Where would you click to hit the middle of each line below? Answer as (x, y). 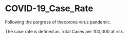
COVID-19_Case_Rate (49, 9)
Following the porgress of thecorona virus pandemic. (58, 22)
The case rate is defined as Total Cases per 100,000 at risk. (65, 31)
